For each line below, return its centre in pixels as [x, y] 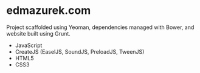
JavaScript [29, 45]
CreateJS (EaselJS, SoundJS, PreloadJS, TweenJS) [80, 51]
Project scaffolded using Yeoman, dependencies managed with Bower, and [100, 27]
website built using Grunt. [39, 33]
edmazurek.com [49, 11]
